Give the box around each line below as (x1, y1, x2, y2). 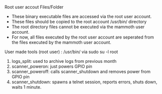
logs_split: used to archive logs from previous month (11, 58, 117, 64)
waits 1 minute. (11, 84, 42, 90)
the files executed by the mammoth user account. (11, 39, 111, 45)
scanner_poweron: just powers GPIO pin (11, 63, 93, 69)
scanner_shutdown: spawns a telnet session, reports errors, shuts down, (11, 79, 158, 85)
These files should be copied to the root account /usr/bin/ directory (11, 19, 147, 24)
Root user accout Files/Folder (4, 4, 64, 10)
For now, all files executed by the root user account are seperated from (11, 34, 154, 40)
